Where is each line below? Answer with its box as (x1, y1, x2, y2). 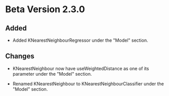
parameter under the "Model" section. (12, 71, 92, 77)
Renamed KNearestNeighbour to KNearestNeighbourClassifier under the (12, 80, 164, 87)
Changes (5, 52, 34, 60)
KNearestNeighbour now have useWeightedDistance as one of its (12, 65, 149, 72)
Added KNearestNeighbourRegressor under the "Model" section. (12, 37, 148, 43)
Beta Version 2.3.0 (5, 4, 85, 15)
